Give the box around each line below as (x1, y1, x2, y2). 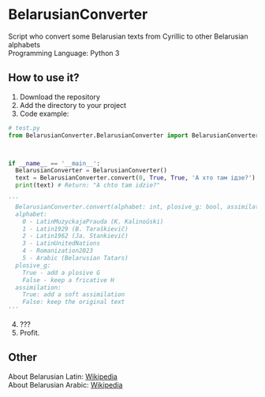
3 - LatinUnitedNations (22, 239, 101, 247)
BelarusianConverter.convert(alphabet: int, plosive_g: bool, (15, 202, 224, 210)
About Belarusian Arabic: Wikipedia (8, 380, 123, 389)
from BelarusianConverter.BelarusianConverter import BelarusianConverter (8, 132, 259, 139)
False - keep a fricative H (22, 276, 114, 284)
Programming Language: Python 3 (8, 48, 120, 58)
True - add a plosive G (22, 269, 101, 276)
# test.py (8, 124, 41, 132)
